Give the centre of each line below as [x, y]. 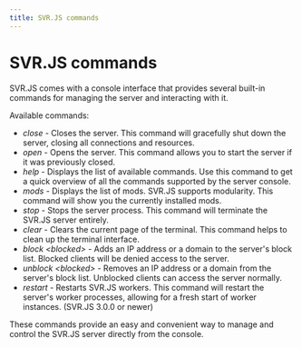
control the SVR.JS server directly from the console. [107, 333]
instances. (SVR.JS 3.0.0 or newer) [88, 306]
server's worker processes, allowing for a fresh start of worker [139, 297]
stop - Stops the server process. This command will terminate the [145, 210]
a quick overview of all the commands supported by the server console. [157, 181]
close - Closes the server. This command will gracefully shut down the [154, 133]
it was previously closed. [69, 162]
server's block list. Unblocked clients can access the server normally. [152, 277]
